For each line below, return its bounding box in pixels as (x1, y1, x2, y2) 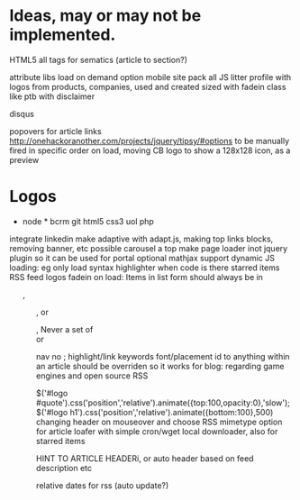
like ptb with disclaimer (9, 91, 95, 102)
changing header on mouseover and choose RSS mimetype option (35, 416, 283, 427)
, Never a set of (35, 323, 94, 334)
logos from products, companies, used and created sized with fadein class (9, 81, 286, 92)
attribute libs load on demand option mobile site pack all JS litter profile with (9, 71, 292, 82)
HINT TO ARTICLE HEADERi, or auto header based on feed (35, 452, 254, 464)
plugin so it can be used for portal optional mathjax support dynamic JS (9, 252, 275, 263)
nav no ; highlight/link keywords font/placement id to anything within (35, 350, 290, 361)
